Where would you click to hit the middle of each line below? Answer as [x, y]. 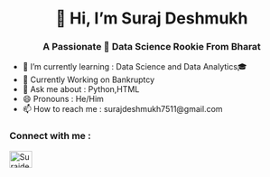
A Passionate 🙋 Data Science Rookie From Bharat [152, 47]
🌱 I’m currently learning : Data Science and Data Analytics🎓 [135, 67]
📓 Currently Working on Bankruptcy [88, 79]
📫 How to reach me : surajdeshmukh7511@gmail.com [122, 109]
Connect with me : [51, 136]
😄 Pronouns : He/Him [63, 99]
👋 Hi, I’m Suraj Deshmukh [152, 19]
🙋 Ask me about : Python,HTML [81, 89]
